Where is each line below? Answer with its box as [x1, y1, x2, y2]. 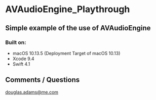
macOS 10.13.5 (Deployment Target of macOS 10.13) [12, 50, 121, 56]
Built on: [5, 39, 26, 46]
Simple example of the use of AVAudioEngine [5, 24, 151, 32]
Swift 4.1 [12, 61, 30, 67]
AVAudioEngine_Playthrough [5, 4, 130, 15]
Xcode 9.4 [12, 56, 34, 62]
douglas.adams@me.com [5, 89, 59, 95]
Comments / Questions [5, 76, 80, 84]
